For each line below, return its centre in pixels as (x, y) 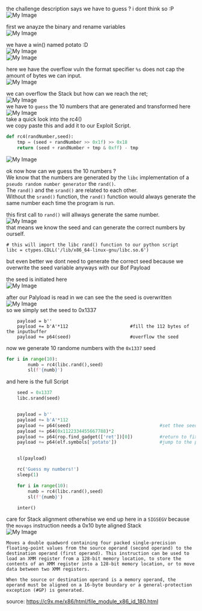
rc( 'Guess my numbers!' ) (48, 469)
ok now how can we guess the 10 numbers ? (61, 171)
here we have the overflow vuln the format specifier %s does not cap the (95, 69)
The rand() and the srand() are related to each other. (72, 190)
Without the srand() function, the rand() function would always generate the (101, 196)
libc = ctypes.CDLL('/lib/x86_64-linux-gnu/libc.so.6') (78, 250)
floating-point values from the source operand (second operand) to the (99, 548)
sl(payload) (32, 459)
